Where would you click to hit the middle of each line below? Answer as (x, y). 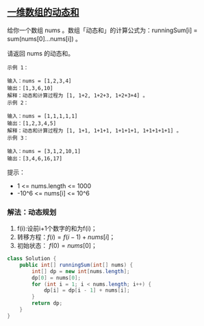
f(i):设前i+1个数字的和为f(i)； (57, 229)
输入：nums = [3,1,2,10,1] (44, 151)
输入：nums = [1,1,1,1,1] (42, 116)
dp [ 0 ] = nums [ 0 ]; (56, 278)
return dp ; (47, 303)
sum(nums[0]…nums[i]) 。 (44, 38)
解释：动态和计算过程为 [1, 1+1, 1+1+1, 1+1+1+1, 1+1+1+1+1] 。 (94, 130)
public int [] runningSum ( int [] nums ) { (76, 265)
